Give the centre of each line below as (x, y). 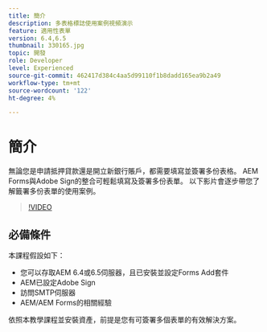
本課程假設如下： (37, 255)
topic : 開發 (27, 53)
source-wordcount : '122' (50, 90)
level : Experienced (41, 68)
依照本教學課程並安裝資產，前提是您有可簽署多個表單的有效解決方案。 (125, 320)
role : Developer (35, 61)
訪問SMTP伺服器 (48, 293)
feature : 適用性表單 (39, 31)
